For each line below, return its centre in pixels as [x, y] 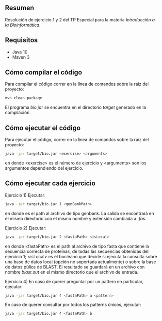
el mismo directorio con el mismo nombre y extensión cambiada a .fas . [76, 218]
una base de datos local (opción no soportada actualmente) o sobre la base [81, 262]
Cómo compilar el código [44, 72]
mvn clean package [24, 98]
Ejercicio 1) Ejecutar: [25, 195]
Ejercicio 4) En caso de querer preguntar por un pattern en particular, [74, 281]
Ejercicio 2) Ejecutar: [26, 228]
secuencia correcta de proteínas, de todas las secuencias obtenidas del [77, 251]
